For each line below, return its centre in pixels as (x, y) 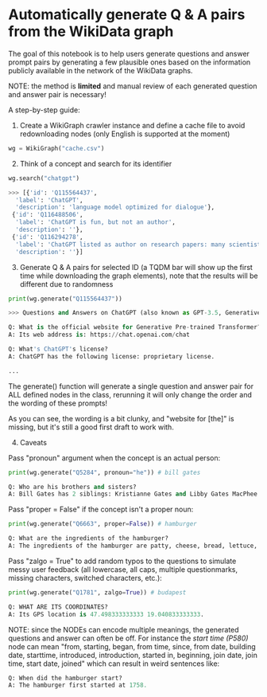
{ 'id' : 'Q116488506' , (47, 215)
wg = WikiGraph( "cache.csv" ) (56, 148)
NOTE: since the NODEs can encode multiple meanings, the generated (124, 629)
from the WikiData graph (91, 31)
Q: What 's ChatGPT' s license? (58, 349)
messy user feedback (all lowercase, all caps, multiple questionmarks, (123, 569)
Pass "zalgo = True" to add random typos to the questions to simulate (122, 561)
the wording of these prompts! (58, 403)
